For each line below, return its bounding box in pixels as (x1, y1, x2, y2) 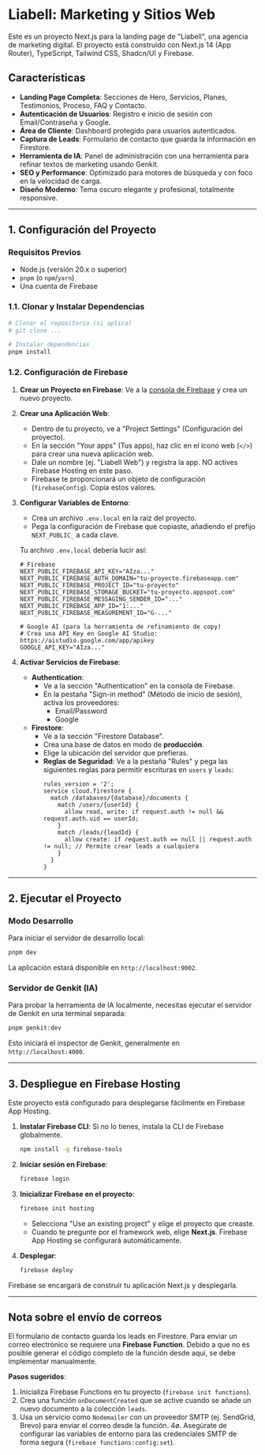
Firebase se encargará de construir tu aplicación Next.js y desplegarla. (8, 1281, 238, 1290)
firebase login (19, 1175, 70, 1183)
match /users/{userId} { (58, 801, 140, 808)
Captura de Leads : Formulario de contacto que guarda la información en (19, 134, 256, 144)
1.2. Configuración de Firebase (8, 367, 129, 378)
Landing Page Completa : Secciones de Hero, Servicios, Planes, (19, 92, 227, 102)
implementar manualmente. (8, 1356, 97, 1367)
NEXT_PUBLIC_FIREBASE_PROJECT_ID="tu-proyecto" (19, 581, 179, 589)
